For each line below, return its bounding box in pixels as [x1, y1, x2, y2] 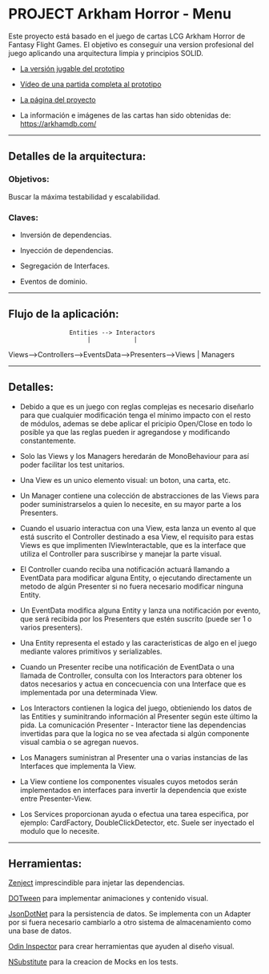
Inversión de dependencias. [19, 230, 112, 239]
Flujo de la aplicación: [8, 308, 119, 321]
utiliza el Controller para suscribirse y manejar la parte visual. [19, 549, 222, 558]
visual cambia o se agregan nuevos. [19, 737, 139, 747]
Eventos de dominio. [19, 276, 88, 286]
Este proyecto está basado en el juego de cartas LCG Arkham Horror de [8, 31, 246, 41]
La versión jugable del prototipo [19, 63, 125, 73]
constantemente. [19, 436, 76, 445]
